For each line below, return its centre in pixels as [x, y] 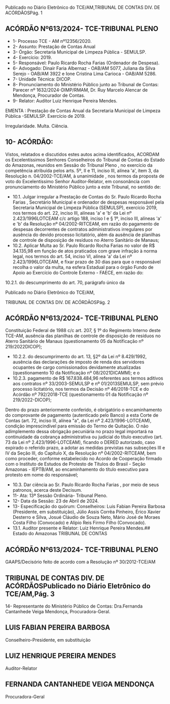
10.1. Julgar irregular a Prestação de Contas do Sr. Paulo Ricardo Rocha [87, 196]
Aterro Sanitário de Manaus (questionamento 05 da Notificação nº [74, 341]
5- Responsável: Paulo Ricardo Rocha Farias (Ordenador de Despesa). [86, 63]
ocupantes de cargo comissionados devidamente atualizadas [77, 367]
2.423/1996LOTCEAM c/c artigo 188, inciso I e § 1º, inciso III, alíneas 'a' [87, 218]
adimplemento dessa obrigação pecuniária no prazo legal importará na [79, 432]
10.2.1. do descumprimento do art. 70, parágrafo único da [65, 282]
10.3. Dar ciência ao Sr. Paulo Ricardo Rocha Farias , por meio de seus [86, 485]
